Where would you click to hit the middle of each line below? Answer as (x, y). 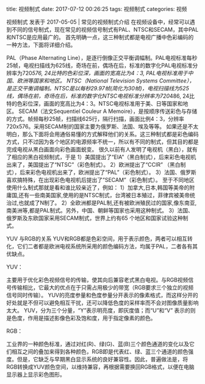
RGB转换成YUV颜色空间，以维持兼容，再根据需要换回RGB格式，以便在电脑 (100, 367)
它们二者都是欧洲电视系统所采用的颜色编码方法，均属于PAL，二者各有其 (107, 246)
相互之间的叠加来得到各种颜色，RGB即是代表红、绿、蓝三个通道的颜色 (100, 352)
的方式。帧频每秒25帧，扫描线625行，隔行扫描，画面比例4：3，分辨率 (95, 119)
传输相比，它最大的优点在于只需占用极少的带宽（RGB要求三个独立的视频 (103, 288)
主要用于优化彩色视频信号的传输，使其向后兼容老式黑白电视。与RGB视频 (97, 280)
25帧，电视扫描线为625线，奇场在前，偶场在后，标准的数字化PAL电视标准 (99, 65)
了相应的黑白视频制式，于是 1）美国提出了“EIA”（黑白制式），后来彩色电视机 (101, 157)
